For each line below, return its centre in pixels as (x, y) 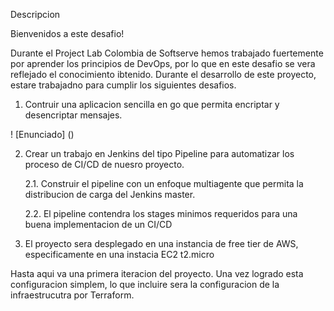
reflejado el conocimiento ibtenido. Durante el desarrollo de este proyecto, (163, 74)
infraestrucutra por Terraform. (72, 295)
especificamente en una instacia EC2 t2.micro (119, 254)
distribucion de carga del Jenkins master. (110, 194)
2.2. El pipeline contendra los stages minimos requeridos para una (161, 213)
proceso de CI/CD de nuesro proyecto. (104, 164)
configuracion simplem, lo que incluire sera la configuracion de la (145, 284)
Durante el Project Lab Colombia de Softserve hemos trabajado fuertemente (167, 53)
